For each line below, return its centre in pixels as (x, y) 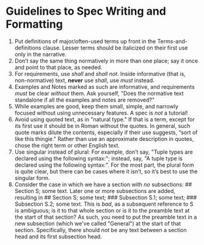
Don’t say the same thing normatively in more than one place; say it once (106, 61)
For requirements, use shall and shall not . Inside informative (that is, (100, 73)
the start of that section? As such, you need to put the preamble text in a (106, 217)
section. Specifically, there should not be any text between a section (100, 230)
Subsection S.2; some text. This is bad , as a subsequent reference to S (104, 204)
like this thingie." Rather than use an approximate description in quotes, (104, 138)
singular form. (32, 178)
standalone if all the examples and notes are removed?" (85, 100)
